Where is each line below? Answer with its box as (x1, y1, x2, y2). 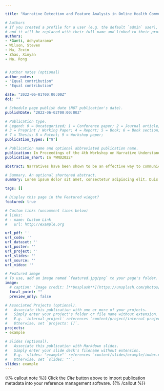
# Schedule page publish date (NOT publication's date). (5, 106, 123, 110)
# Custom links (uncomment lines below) (5, 208, 89, 213)
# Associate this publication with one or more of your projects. (5, 307, 147, 312)
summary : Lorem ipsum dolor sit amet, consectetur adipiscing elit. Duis (5, 177, 159, 182)
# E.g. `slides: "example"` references (5, 352, 91, 357)
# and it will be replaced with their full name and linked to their (5, 29, 150, 34)
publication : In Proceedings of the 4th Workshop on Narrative (5, 150, 137, 155)
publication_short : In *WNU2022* (5, 155, 73, 160)
